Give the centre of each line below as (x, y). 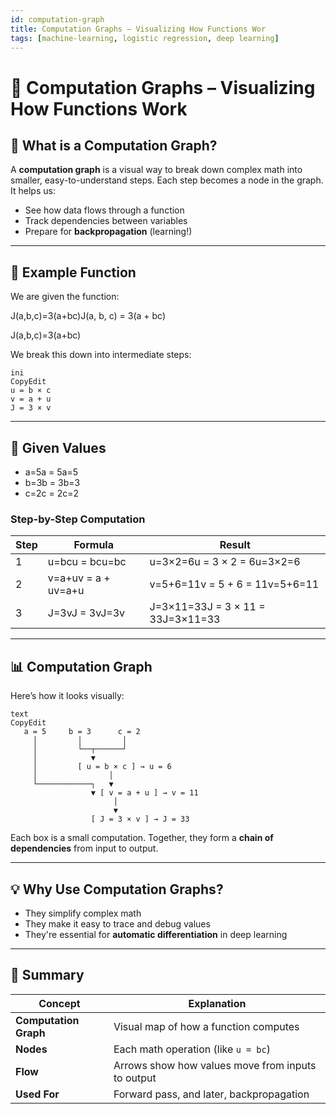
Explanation (217, 1003)
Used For (37, 1094)
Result (235, 545)
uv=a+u (66, 591)
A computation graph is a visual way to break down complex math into (156, 170)
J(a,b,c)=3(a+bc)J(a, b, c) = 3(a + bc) (88, 316)
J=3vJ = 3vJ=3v (86, 613)
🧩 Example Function (73, 272)
